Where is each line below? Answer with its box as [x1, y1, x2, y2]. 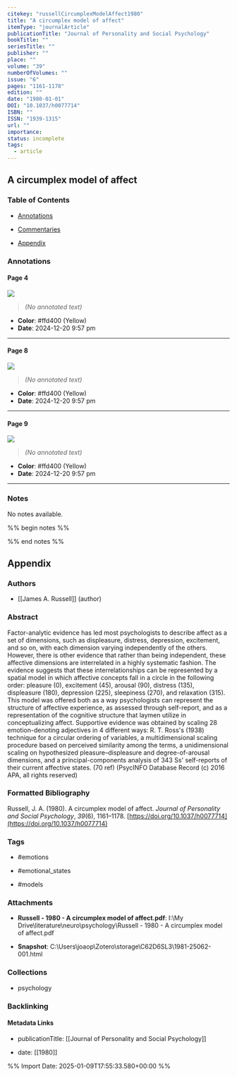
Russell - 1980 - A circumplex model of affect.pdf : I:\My [17, 914, 183, 923]
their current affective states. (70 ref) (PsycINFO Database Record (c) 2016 [7, 763, 225, 772]
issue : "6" [7, 75, 39, 83]
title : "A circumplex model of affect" [7, 17, 125, 24]
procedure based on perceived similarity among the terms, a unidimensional [7, 741, 229, 749]
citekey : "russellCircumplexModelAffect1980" [7, 10, 143, 18]
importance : [7, 128, 42, 135]
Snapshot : [17, 942, 49, 951]
